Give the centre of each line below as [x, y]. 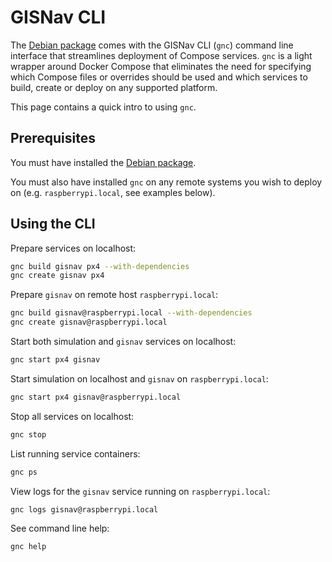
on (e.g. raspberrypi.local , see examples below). [113, 192]
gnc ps [24, 472]
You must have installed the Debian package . [103, 162]
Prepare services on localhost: [73, 248]
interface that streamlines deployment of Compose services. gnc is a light [161, 55]
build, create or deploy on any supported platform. [114, 87]
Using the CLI [53, 224]
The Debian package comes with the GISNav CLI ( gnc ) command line [152, 45]
